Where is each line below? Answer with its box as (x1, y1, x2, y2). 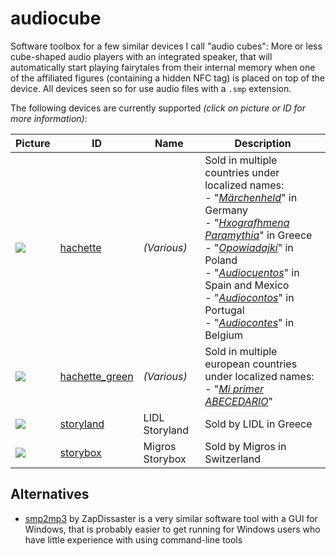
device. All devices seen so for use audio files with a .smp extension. (10, 82, 292, 94)
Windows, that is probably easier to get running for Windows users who (24, 523, 321, 535)
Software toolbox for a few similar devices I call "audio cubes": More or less (10, 40, 323, 52)
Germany (204, 203, 248, 217)
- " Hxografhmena (204, 215, 290, 229)
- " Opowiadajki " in (204, 240, 294, 254)
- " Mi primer (204, 382, 265, 396)
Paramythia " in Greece (204, 228, 313, 242)
